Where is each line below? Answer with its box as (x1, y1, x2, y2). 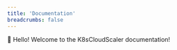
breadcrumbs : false (7, 16, 64, 23)
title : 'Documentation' (7, 10, 76, 17)
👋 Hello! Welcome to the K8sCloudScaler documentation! (7, 35, 171, 43)
